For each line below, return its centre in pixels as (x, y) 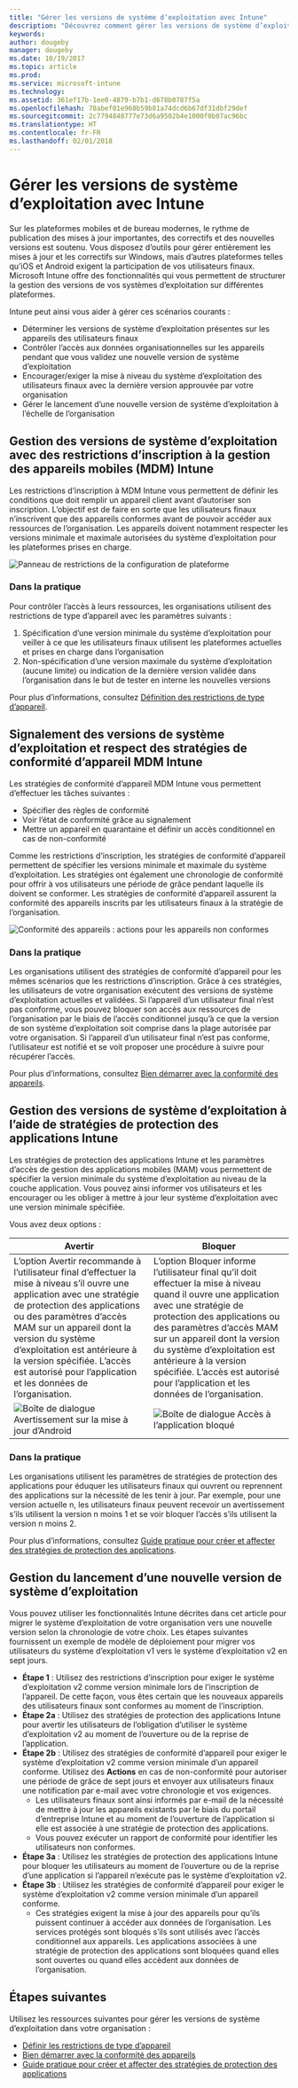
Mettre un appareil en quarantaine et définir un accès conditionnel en (149, 829)
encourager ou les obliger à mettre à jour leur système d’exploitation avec (144, 1197)
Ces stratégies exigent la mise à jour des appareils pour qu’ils (148, 1912)
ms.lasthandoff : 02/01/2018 (61, 141)
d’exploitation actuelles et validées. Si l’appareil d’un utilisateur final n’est (142, 999)
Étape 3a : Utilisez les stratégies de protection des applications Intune (150, 1856)
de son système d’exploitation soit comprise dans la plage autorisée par (141, 1028)
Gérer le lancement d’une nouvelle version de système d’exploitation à (150, 403)
